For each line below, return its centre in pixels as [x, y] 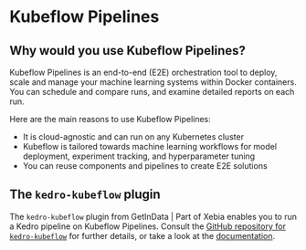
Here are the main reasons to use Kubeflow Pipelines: [111, 119]
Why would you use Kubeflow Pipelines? [128, 51]
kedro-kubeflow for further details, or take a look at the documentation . [142, 235]
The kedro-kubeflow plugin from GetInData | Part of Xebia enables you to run [153, 216]
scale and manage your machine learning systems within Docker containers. [153, 82]
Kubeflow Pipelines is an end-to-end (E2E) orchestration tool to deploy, [143, 72]
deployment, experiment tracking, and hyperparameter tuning [139, 156]
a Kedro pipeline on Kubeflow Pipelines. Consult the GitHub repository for [148, 226]
